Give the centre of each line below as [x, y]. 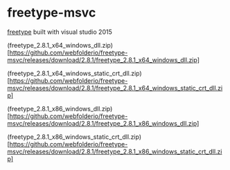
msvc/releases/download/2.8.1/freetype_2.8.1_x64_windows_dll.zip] [103, 59]
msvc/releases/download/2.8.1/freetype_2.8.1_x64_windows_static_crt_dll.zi [115, 88]
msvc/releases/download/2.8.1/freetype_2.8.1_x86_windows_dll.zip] [103, 123]
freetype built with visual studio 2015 [60, 32]
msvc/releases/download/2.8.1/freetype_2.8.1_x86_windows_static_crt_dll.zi [115, 151]
